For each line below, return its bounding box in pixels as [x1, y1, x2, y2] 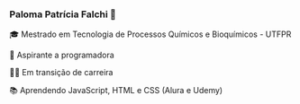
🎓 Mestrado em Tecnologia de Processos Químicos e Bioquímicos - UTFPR [9, 29, 292, 39]
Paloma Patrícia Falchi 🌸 [9, 8, 117, 21]
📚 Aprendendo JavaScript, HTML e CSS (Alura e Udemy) [9, 85, 223, 96]
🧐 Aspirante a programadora [9, 49, 114, 61]
